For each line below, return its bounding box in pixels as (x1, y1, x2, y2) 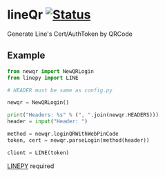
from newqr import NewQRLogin (7, 67, 95, 75)
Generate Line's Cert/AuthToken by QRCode (7, 30, 133, 38)
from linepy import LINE (7, 74, 79, 81)
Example (7, 50, 46, 61)
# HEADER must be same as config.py (7, 87, 113, 94)
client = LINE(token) (7, 149, 70, 156)
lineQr (7, 7, 43, 23)
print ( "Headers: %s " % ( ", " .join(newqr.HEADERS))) (7, 112, 159, 118)
